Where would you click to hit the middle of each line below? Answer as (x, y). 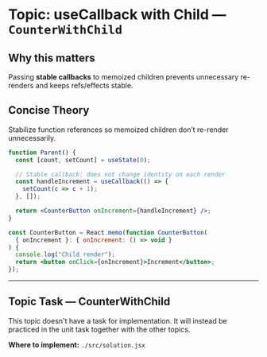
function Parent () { (43, 153)
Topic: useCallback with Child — (117, 15)
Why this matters (52, 58)
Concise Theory (49, 110)
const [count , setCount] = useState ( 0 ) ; (83, 160)
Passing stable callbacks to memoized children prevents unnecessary (124, 77)
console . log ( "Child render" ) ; (65, 255)
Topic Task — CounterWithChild (89, 302)
